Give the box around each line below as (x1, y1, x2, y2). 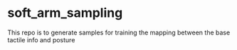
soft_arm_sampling (7, 5, 123, 21)
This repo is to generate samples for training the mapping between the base (7, 28, 231, 37)
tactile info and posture (7, 35, 75, 44)
